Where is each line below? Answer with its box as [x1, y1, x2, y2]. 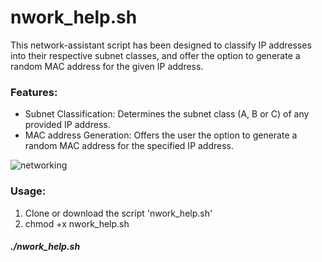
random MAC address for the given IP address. [10, 60, 204, 72]
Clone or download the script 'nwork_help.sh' [24, 207, 213, 219]
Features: [10, 85, 58, 99]
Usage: [10, 184, 47, 198]
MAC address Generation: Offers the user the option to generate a [24, 129, 298, 141]
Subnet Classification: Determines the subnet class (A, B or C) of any [24, 108, 310, 120]
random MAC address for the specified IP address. [24, 140, 235, 152]
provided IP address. [24, 119, 111, 131]
